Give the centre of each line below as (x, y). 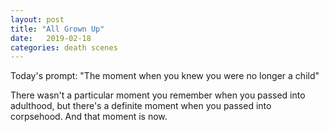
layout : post (37, 19)
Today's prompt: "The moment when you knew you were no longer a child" (165, 76)
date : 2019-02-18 (51, 38)
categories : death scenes (64, 47)
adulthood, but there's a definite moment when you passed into (141, 106)
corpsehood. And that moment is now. (89, 117)
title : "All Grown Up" (57, 29)
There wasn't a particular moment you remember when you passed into (158, 95)
